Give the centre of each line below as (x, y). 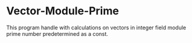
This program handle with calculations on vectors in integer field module (96, 27)
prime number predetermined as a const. (57, 33)
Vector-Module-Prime (63, 11)
